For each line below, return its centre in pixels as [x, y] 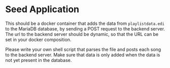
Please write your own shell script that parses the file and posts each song [83, 49]
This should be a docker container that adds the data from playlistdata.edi [85, 23]
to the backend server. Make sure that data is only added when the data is [83, 55]
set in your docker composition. [38, 40]
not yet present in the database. [39, 60]
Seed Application [42, 9]
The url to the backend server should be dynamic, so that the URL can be [82, 34]
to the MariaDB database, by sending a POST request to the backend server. [85, 28]
